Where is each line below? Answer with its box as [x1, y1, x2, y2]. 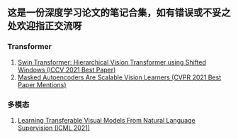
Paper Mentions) [17, 80, 67, 89]
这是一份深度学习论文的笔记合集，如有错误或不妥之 [7, 6, 231, 19]
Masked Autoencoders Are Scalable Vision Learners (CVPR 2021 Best [17, 73, 222, 82]
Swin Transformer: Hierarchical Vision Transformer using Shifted [17, 57, 207, 66]
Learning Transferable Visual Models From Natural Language [17, 116, 196, 124]
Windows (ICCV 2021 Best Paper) [17, 65, 116, 74]
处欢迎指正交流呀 [7, 20, 82, 32]
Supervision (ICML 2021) [17, 123, 91, 132]
